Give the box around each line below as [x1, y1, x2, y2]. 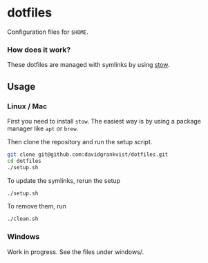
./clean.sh [7, 215, 39, 222]
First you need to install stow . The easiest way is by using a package [7, 117, 202, 125]
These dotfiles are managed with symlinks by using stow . [7, 61, 170, 69]
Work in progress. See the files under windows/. [7, 247, 144, 256]
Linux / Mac [7, 101, 48, 111]
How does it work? [7, 45, 71, 55]
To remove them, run [7, 202, 67, 211]
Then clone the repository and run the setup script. [7, 137, 153, 146]
